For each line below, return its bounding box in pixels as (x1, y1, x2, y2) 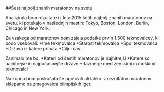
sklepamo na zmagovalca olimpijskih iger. (5, 81, 92, 87)
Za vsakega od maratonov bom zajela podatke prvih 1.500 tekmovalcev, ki (5, 35, 159, 41)
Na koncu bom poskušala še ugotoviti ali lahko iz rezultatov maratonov (5, 76, 152, 81)
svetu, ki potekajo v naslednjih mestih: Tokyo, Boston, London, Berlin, (5, 20, 150, 26)
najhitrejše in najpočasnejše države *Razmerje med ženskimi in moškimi (5, 61, 155, 66)
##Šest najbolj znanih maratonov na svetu (5, 5, 93, 11)
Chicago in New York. (5, 25, 50, 31)
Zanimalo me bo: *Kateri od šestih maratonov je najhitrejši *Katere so (5, 55, 150, 61)
